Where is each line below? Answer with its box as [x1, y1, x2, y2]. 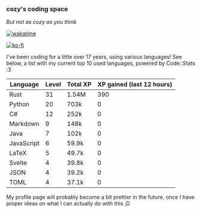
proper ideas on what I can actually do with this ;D [6, 200, 130, 207]
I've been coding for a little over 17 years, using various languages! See [6, 53, 182, 61]
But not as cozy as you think [6, 19, 77, 26]
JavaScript [9, 139, 40, 148]
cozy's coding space [6, 5, 68, 13]
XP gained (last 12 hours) [97, 80, 173, 89]
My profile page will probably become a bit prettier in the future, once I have [6, 194, 195, 201]
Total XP [67, 80, 92, 89]
